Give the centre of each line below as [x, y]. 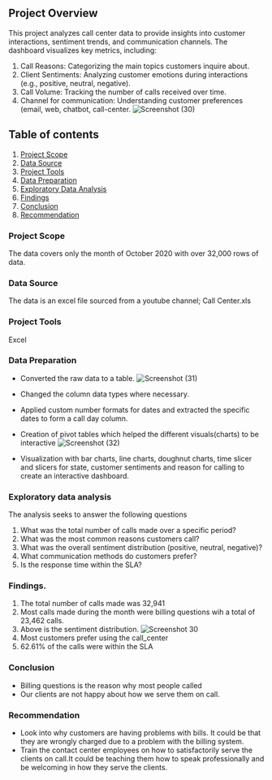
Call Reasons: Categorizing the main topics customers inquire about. [135, 66]
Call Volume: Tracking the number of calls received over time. [123, 92]
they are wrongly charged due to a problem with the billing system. [132, 741]
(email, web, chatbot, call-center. [76, 109]
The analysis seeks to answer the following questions [98, 514]
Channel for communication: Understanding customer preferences [132, 100]
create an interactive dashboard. [75, 475]
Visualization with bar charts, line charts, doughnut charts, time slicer [136, 458]
